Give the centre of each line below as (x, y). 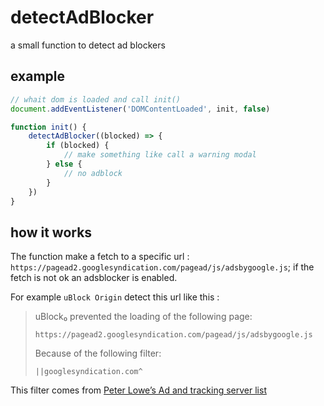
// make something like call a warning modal (160, 155)
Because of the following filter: (98, 353)
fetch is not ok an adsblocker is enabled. (94, 278)
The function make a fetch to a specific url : (100, 257)
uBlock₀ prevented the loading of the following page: (143, 317)
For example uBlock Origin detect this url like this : (115, 297)
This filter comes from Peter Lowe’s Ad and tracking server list (138, 390)
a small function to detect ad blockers (88, 45)
